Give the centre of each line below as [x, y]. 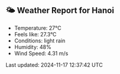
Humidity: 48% [33, 47]
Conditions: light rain [40, 41]
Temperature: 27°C [38, 28]
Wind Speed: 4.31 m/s [41, 53]
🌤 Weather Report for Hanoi [60, 10]
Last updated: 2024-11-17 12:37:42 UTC [54, 64]
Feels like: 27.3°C [36, 34]
